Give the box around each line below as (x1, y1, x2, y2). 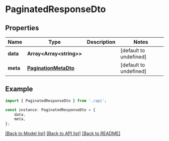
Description (87, 39, 116, 45)
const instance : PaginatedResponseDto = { (5, 107, 96, 112)
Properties (5, 24, 39, 32)
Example (5, 85, 33, 94)
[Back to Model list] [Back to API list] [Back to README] (5, 130, 121, 136)
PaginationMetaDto (27, 64, 74, 72)
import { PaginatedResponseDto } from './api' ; (5, 98, 107, 103)
